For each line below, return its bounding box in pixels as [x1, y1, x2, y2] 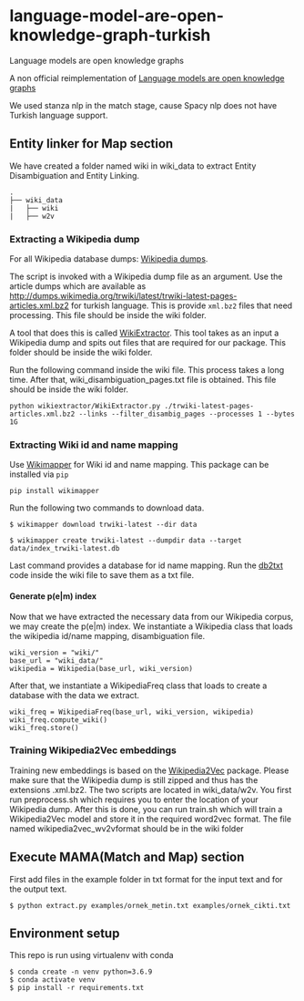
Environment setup [9, 926, 120, 942]
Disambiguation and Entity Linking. [9, 170, 139, 181]
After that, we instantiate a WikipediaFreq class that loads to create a [9, 680, 268, 691]
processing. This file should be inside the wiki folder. [9, 310, 207, 321]
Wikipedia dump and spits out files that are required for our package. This [9, 337, 287, 348]
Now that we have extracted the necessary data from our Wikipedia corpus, [9, 611, 294, 622]
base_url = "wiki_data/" [9, 655, 104, 666]
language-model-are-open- [9, 5, 225, 26]
